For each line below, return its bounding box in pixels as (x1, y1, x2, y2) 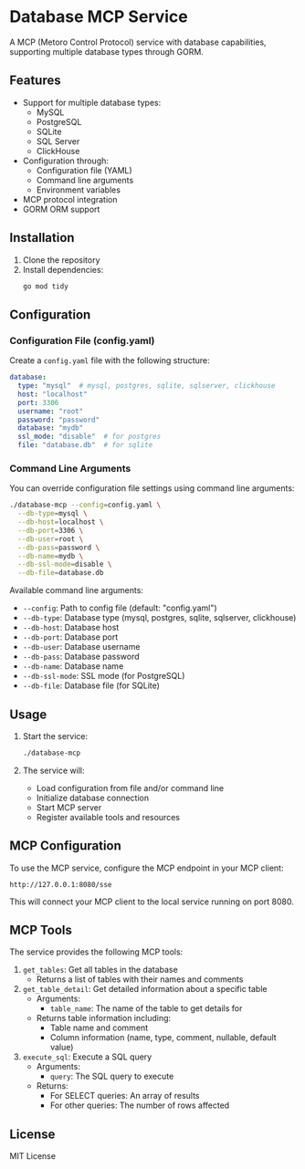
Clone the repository (22, 254, 100, 266)
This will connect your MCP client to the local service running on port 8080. (9, 896, 294, 907)
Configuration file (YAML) (36, 164, 132, 175)
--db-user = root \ (17, 534, 84, 544)
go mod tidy (22, 281, 68, 291)
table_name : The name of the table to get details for (49, 1003, 243, 1014)
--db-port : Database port (22, 631, 119, 642)
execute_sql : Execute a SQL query (22, 1051, 152, 1062)
